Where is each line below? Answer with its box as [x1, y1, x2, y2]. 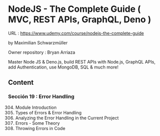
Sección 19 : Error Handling [8, 93, 75, 100]
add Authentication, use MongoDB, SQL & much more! [8, 64, 119, 70]
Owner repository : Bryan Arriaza [8, 49, 76, 55]
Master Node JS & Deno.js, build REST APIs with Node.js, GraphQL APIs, [8, 59, 156, 65]
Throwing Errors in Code [15, 125, 66, 131]
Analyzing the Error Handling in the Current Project [15, 115, 119, 121]
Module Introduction [15, 104, 57, 110]
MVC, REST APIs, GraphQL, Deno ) [8, 14, 152, 25]
